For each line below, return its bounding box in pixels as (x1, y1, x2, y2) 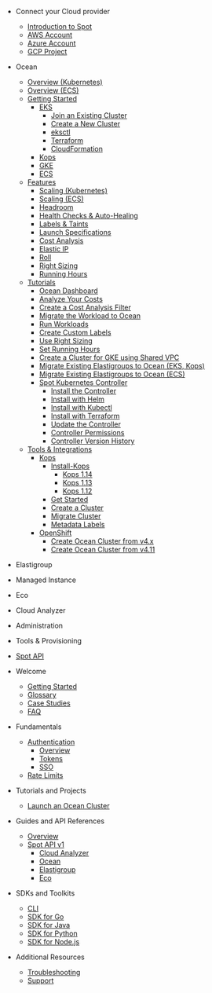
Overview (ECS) (27, 86, 79, 95)
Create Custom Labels (38, 328, 111, 337)
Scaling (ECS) (38, 194, 84, 203)
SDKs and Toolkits (15, 889, 75, 898)
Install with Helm (50, 394, 104, 404)
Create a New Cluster (50, 119, 120, 128)
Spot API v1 (27, 840, 64, 849)
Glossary (27, 691, 57, 699)
